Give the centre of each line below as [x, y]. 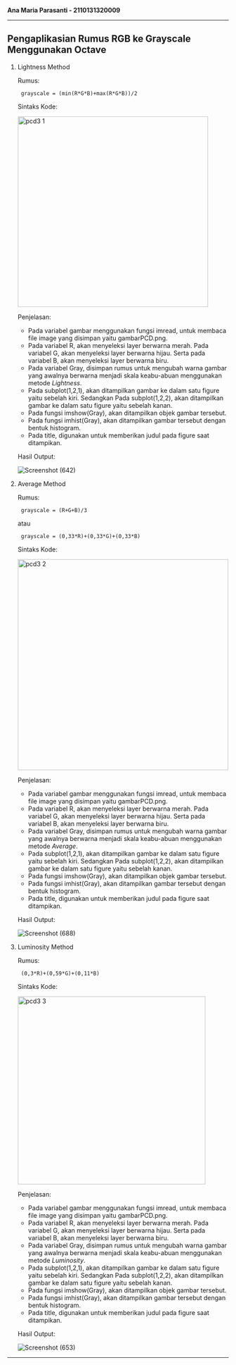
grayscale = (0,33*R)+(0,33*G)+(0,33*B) [81, 536]
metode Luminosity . [57, 1260]
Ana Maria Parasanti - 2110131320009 [64, 10]
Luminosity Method [45, 947]
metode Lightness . [55, 382]
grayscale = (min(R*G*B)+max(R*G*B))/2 [79, 93]
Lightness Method [44, 67]
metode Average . [53, 846]
